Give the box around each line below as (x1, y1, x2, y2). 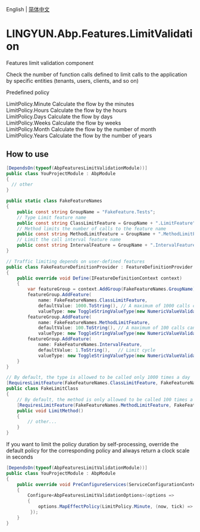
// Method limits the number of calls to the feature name (17, 226, 167, 232)
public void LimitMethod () (17, 407, 84, 413)
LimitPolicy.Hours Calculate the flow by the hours (6, 107, 127, 114)
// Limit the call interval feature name (17, 237, 121, 243)
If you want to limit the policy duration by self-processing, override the (6, 441, 179, 447)
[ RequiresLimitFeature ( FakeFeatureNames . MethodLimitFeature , (17, 402, 171, 408)
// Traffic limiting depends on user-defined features (6, 259, 145, 265)
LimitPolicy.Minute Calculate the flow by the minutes (6, 100, 135, 107)
